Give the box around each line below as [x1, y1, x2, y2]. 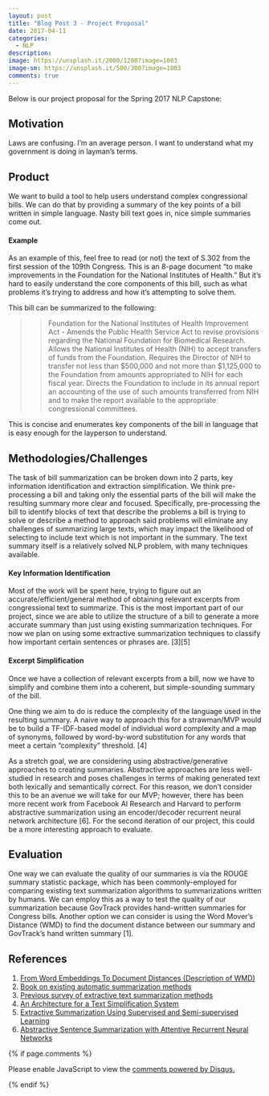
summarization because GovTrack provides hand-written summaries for [8, 903, 247, 913]
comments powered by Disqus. [132, 1065, 235, 1074]
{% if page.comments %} [8, 1049, 92, 1058]
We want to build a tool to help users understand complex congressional [8, 191, 247, 201]
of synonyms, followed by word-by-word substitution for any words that [8, 732, 247, 741]
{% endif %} [8, 1080, 50, 1090]
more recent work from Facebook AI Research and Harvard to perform [8, 798, 242, 808]
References [8, 952, 67, 966]
